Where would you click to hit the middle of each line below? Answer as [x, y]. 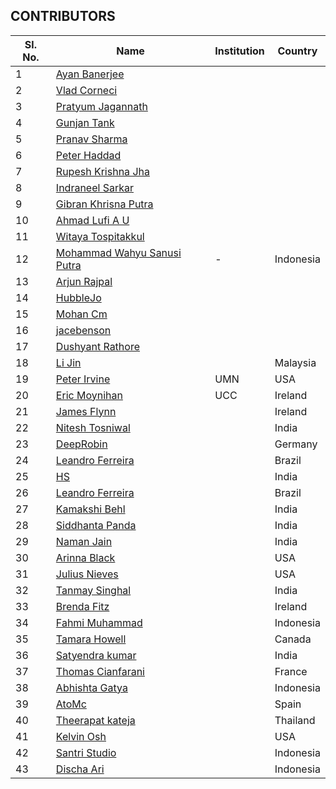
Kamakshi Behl [90, 509]
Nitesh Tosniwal [93, 427]
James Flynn [86, 411]
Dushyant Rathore [97, 346]
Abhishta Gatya [91, 687]
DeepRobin [81, 444]
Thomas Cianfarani [100, 671]
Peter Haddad [88, 155]
